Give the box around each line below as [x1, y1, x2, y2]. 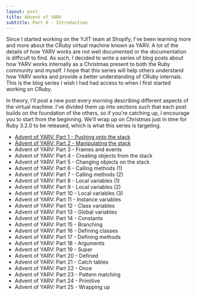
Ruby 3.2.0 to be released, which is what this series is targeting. [6, 122, 161, 129]
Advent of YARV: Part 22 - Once [14, 265, 92, 272]
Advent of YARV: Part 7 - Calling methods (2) [14, 171, 123, 178]
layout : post [6, 8, 38, 15]
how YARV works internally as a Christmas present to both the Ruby [6, 61, 171, 68]
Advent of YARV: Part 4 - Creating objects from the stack [14, 152, 153, 159]
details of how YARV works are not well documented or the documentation [6, 48, 187, 55]
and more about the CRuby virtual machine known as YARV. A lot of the [6, 42, 179, 49]
